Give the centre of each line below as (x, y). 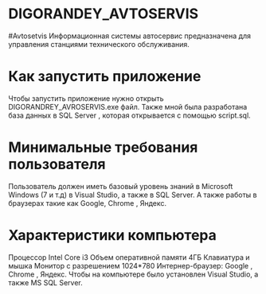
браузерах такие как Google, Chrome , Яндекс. (88, 203)
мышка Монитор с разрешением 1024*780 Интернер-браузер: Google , (131, 265)
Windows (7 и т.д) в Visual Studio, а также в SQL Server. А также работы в (133, 195)
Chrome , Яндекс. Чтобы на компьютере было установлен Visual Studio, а (133, 274)
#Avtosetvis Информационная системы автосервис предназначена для (129, 36)
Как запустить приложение (105, 77)
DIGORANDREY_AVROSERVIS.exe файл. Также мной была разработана (128, 106)
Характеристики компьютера (113, 235)
